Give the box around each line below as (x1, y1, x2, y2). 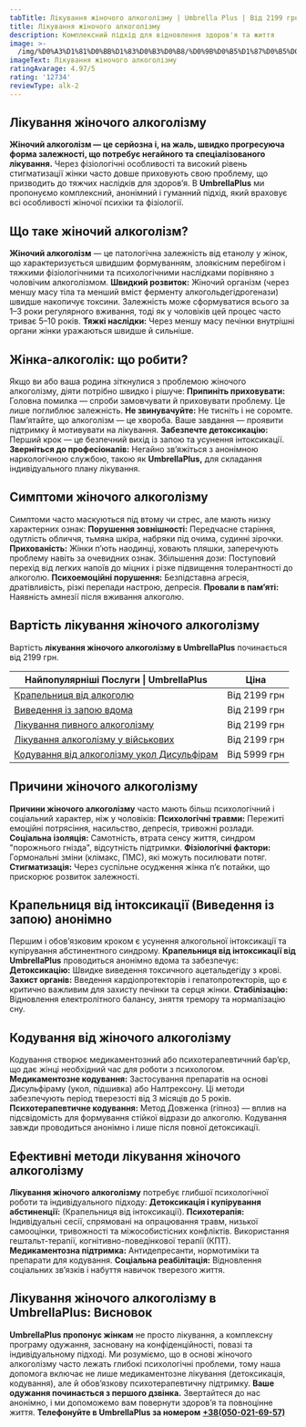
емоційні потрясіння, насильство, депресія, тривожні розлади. (9, 822, 255, 833)
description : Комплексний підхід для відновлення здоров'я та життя (9, 30, 275, 39)
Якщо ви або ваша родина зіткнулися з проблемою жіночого (9, 376, 247, 388)
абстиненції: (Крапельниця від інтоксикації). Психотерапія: (9, 1205, 245, 1217)
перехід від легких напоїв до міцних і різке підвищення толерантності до (9, 562, 293, 573)
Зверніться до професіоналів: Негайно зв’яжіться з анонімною (9, 444, 259, 455)
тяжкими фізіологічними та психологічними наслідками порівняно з (9, 267, 275, 278)
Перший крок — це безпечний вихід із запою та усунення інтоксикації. (9, 434, 285, 445)
